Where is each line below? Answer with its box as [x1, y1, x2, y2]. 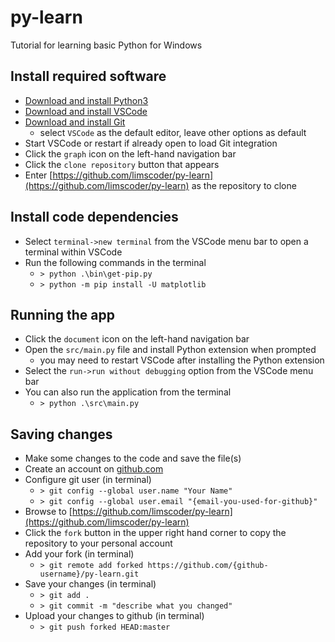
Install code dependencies [10, 209, 179, 226]
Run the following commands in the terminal [24, 256, 207, 268]
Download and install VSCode [24, 105, 148, 117]
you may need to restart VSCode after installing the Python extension [39, 354, 325, 366]
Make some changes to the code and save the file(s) [24, 452, 242, 465]
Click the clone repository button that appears [24, 158, 220, 170]
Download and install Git [24, 116, 126, 128]
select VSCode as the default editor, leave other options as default [39, 126, 307, 138]
